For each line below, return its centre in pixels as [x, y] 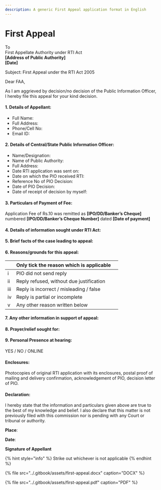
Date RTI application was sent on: [46, 171]
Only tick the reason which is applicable [64, 265]
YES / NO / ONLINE [24, 351]
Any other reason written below [52, 305]
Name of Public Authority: [38, 161]
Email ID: [21, 133]
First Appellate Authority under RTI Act [44, 52]
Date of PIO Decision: [33, 186]
